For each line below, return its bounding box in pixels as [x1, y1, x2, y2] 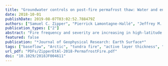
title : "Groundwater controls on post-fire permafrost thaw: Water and [5, 7, 157, 12]
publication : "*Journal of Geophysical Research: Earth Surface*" [5, 40, 146, 45]
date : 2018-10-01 [5, 12, 41, 17]
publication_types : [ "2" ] [5, 26, 59, 31]
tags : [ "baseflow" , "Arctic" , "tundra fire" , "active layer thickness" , [5, 44, 160, 49]
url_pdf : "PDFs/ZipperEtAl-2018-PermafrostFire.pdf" [5, 49, 117, 54]
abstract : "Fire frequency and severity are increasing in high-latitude [5, 30, 162, 35]
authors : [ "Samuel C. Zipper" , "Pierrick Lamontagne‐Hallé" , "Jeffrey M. [5, 21, 162, 26]
